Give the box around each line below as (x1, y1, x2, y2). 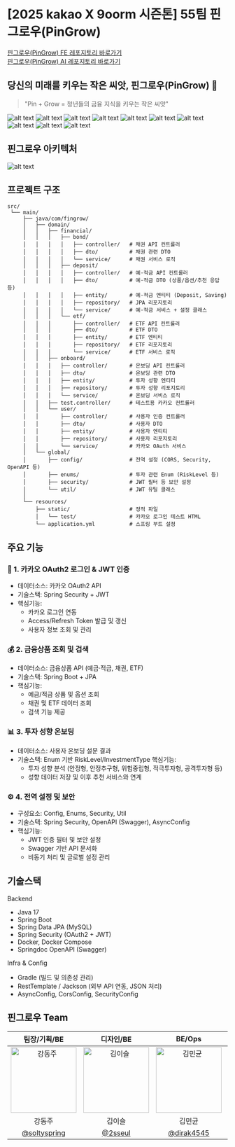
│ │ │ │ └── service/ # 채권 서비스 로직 (22, 256, 176, 263)
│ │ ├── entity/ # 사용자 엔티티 (22, 428, 168, 435)
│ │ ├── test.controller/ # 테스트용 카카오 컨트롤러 (22, 400, 195, 407)
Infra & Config (7, 959, 48, 967)
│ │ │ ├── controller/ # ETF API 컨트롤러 (22, 320, 180, 328)
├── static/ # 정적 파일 (35, 506, 159, 513)
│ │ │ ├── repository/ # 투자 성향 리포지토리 (22, 384, 185, 392)
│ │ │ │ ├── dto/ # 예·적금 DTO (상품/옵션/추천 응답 (22, 277, 220, 284)
